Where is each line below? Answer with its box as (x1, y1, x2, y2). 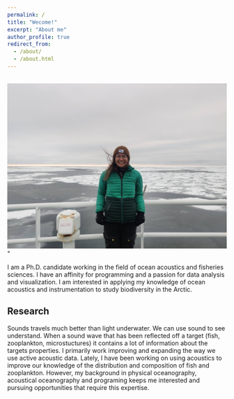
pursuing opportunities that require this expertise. (7, 383, 150, 391)
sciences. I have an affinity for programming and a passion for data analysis (7, 270, 225, 279)
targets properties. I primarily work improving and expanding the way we (7, 346, 216, 354)
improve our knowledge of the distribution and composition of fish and (7, 361, 210, 370)
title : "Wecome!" (7, 18, 58, 26)
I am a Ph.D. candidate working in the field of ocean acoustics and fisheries (7, 263, 224, 271)
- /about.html (13, 56, 54, 63)
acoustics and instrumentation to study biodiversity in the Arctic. (7, 285, 193, 293)
